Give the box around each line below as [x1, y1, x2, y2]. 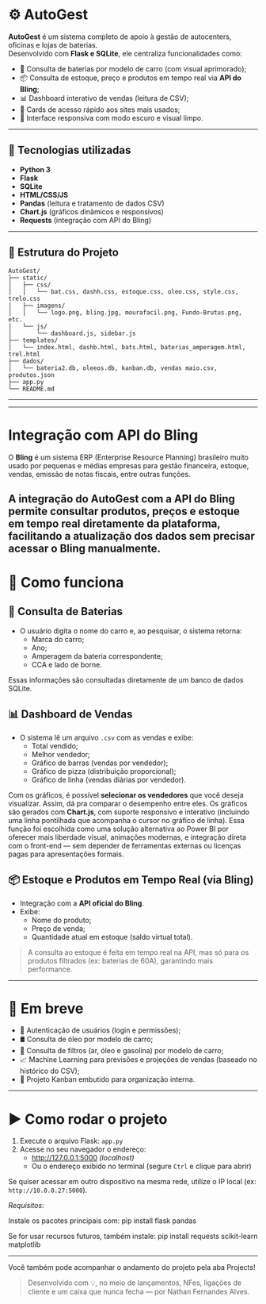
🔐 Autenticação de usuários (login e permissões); [19, 1025, 181, 1035]
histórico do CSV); [19, 1066, 80, 1076]
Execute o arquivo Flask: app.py [19, 1137, 123, 1146]
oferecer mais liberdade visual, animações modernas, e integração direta [8, 832, 247, 842]
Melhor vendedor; [31, 749, 90, 759]
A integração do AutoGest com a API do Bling [8, 492, 236, 506]
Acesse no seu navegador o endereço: [19, 1144, 146, 1154]
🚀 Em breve [8, 999, 84, 1017]
